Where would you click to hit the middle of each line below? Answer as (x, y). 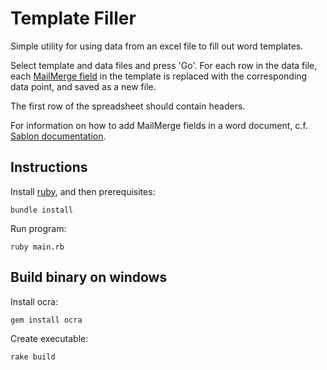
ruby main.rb (37, 247)
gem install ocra (46, 320)
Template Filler (73, 18)
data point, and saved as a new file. (83, 86)
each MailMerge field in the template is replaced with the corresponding (159, 76)
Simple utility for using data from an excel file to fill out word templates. (157, 46)
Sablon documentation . (58, 136)
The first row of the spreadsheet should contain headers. (128, 106)
